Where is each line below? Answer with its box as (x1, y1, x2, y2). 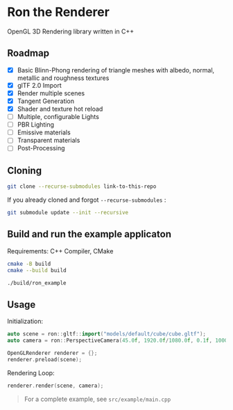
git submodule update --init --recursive (7, 210, 129, 216)
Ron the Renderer (7, 4, 110, 20)
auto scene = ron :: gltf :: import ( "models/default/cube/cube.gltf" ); (7, 331, 207, 338)
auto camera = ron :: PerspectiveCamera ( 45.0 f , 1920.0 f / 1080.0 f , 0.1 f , (7, 337, 213, 345)
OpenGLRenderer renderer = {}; (7, 349, 98, 356)
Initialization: (7, 317, 44, 326)
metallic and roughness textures (17, 74, 110, 82)
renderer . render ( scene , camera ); (7, 382, 104, 389)
